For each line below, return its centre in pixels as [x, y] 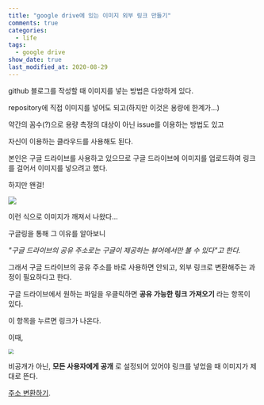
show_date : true [35, 60]
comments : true [33, 23]
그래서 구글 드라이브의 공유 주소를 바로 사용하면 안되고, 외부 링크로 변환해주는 [128, 267]
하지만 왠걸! [27, 185]
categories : [28, 30]
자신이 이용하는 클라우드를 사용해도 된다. [71, 141]
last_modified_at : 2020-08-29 [58, 67]
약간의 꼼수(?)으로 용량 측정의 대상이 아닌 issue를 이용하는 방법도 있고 [116, 124]
